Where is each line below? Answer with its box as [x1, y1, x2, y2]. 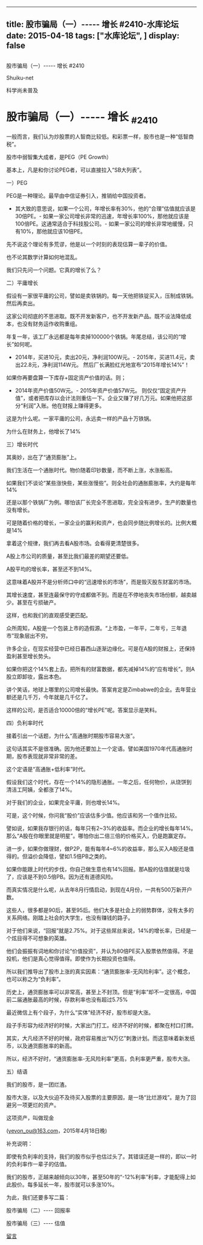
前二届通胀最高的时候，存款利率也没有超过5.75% [6, 996, 128, 1004]
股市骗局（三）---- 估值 [6, 1220, 65, 1227]
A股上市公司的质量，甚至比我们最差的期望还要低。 [6, 552, 132, 560]
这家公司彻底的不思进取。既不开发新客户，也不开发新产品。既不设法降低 [6, 313, 186, 320]
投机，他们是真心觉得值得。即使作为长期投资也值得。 [6, 955, 139, 962]
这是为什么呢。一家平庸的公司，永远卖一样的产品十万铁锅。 [6, 415, 155, 422]
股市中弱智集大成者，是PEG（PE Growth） [6, 153, 112, 161]
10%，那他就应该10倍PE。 [20, 228, 86, 235]
